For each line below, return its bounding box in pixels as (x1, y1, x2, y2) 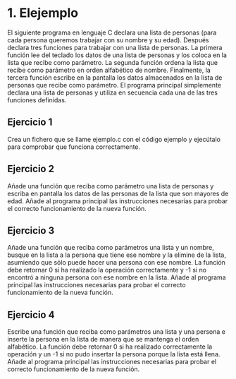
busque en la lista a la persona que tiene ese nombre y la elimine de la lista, (7, 251, 227, 259)
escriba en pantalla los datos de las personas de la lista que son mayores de (7, 189, 229, 198)
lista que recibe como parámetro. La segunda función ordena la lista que (7, 58, 218, 66)
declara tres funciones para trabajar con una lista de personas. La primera (7, 43, 223, 52)
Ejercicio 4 (7, 308, 55, 320)
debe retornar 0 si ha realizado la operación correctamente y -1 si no (7, 266, 206, 275)
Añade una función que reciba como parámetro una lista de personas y (7, 181, 214, 190)
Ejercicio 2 (7, 163, 55, 175)
